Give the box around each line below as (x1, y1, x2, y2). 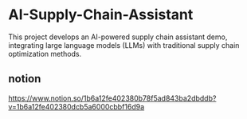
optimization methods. (8, 49, 82, 58)
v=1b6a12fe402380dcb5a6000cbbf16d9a (8, 101, 145, 111)
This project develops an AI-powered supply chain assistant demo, (8, 32, 228, 42)
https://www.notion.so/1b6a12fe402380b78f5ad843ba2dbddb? (8, 93, 217, 103)
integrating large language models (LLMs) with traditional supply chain (8, 40, 240, 50)
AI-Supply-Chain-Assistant (8, 6, 194, 24)
